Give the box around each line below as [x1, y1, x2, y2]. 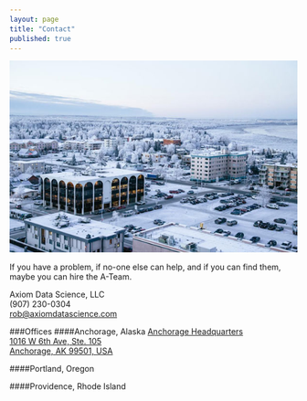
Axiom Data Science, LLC [9, 289, 105, 301]
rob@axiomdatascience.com [9, 309, 118, 320]
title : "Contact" [9, 24, 76, 34]
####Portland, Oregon [9, 364, 95, 375]
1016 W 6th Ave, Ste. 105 [9, 336, 102, 347]
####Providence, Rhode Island [9, 381, 126, 392]
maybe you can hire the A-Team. [9, 271, 132, 282]
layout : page [9, 15, 59, 24]
